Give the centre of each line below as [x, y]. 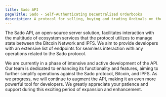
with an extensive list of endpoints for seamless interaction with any [74, 48]
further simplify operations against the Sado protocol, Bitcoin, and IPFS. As [81, 74]
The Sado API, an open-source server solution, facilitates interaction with [80, 33]
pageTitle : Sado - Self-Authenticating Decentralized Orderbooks [74, 14]
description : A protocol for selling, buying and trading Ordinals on [79, 19]
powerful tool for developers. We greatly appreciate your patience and [77, 84]
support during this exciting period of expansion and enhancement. [74, 90]
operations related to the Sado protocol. [46, 54]
